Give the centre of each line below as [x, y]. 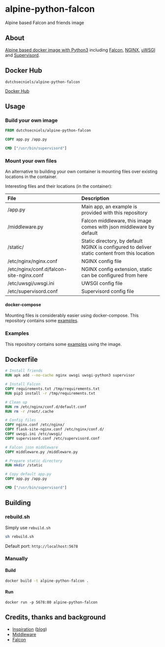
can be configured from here [114, 275]
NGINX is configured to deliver [116, 247]
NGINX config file [101, 261]
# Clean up [16, 402]
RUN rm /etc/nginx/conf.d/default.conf [46, 407]
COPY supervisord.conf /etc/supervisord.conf [52, 438]
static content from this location [118, 253]
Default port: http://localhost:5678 [41, 546]
